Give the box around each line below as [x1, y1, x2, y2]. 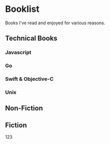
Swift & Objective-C [5, 76, 54, 83]
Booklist [5, 3, 40, 15]
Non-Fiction [5, 104, 43, 112]
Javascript [5, 49, 32, 56]
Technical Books [5, 34, 58, 43]
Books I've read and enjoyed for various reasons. [5, 20, 106, 26]
